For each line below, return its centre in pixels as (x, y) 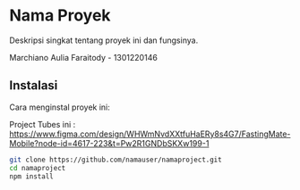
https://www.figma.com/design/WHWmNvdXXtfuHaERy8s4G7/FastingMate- (150, 134)
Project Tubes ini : (43, 124)
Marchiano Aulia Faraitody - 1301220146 (84, 57)
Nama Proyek (60, 16)
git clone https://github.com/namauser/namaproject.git (116, 160)
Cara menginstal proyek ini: (60, 107)
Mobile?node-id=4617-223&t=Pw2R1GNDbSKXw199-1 (109, 143)
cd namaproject (38, 168)
